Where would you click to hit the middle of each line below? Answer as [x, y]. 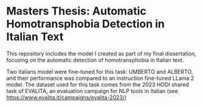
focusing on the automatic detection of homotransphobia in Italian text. [95, 60]
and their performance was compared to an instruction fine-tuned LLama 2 [100, 78]
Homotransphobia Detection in [85, 24]
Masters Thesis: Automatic [76, 11]
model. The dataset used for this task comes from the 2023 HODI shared [98, 84]
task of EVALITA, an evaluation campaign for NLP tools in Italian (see [92, 91]
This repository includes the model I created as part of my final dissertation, [101, 53]
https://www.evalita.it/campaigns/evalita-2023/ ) [66, 97]
